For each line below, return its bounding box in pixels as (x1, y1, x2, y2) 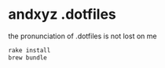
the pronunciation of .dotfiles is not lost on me (8, 31, 157, 41)
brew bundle (8, 53, 47, 62)
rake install (8, 46, 51, 54)
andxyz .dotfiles (8, 5, 116, 23)
